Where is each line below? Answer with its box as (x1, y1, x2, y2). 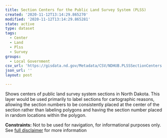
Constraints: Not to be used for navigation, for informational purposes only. (5, 121, 161, 128)
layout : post (5, 73, 32, 78)
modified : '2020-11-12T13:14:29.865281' (5, 17, 91, 22)
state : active (5, 21, 35, 27)
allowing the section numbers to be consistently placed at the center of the (5, 101, 160, 107)
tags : (5, 31, 16, 36)
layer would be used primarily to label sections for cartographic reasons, (5, 96, 155, 102)
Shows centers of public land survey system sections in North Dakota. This (5, 91, 160, 97)
